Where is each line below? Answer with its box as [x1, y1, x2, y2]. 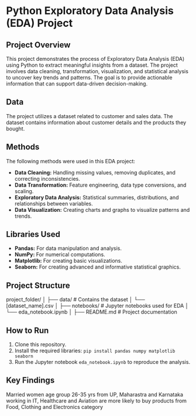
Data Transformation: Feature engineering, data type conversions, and [14, 181, 187, 188]
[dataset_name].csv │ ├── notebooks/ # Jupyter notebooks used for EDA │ [6, 302, 189, 310]
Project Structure [6, 280, 70, 290]
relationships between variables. [14, 200, 93, 207]
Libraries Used [6, 229, 60, 239]
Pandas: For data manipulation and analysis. [14, 245, 122, 252]
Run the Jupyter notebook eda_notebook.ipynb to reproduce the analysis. [14, 359, 191, 366]
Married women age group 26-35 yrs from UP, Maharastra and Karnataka [6, 391, 183, 398]
